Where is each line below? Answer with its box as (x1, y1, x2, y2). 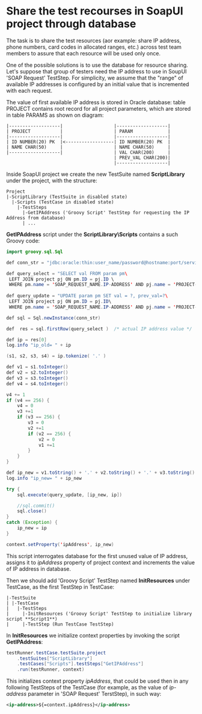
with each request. (6, 87, 53, 94)
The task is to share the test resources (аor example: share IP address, (6, 37, 182, 44)
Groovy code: (6, 237, 40, 244)
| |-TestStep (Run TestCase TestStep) (6, 621, 114, 627)
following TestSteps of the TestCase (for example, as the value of (6, 684, 168, 691)
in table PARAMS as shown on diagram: (6, 111, 104, 119)
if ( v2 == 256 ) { (28, 430, 71, 437)
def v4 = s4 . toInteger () (6, 380, 69, 386)
